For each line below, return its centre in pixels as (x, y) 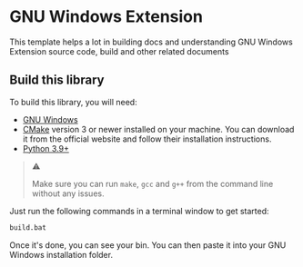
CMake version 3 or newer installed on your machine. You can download (158, 129)
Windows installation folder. (61, 254)
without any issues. (68, 193)
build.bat (28, 227)
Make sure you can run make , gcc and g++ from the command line (152, 183)
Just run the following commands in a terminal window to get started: (140, 211)
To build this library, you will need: (74, 102)
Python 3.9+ (46, 148)
